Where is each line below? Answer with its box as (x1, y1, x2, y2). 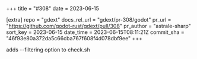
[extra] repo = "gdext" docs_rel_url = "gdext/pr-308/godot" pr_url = (6, 16, 171, 23)
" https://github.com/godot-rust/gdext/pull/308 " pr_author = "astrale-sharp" (6, 23, 191, 29)
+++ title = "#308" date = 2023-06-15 (6, 5, 100, 12)
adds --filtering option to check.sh (6, 46, 90, 53)
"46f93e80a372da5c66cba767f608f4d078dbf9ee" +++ (6, 35, 143, 41)
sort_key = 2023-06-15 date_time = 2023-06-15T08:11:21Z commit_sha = (6, 29, 185, 36)
